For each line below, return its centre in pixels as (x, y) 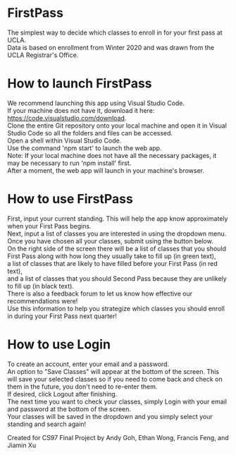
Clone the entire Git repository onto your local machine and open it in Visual (117, 126)
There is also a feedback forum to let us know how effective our (100, 293)
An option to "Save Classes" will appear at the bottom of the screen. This (113, 371)
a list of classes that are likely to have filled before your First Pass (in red (113, 263)
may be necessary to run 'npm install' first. (69, 163)
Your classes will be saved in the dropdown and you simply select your (110, 416)
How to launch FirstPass (80, 84)
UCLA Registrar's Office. (43, 55)
